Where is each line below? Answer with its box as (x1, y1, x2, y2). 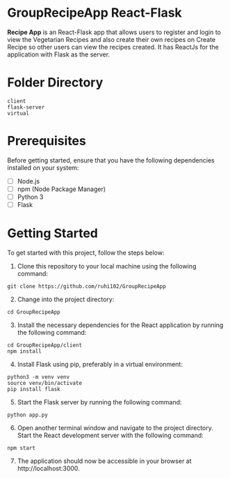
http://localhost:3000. (17, 464, 80, 472)
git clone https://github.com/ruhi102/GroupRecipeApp (7, 283, 167, 290)
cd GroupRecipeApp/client (7, 342, 82, 349)
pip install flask (7, 386, 60, 393)
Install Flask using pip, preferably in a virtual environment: (17, 360, 183, 368)
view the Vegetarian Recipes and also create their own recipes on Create (7, 35, 216, 43)
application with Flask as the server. (7, 50, 110, 59)
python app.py (7, 411, 49, 418)
